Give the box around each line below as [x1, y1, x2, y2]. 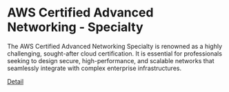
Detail [7, 77, 24, 85]
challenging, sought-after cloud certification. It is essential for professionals [7, 49, 223, 58]
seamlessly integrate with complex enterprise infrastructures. [7, 64, 181, 72]
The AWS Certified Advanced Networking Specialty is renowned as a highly [7, 42, 223, 50]
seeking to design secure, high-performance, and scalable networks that [7, 56, 215, 65]
